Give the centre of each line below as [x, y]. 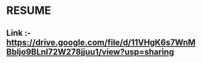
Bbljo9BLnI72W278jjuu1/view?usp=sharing [90, 52]
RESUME [29, 11]
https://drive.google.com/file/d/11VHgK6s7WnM [101, 42]
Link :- [19, 33]
